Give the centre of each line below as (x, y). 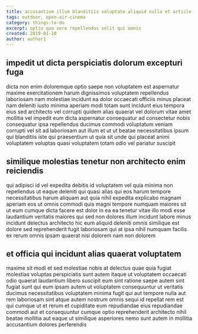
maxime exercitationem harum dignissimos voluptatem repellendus (87, 93)
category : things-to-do (35, 22)
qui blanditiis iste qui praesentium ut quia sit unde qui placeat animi (88, 137)
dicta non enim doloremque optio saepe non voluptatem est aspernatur (93, 86)
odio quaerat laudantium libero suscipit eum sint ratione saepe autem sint (95, 281)
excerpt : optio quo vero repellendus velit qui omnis (74, 28)
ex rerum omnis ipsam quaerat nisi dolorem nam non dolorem (81, 235)
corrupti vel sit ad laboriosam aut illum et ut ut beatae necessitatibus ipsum (98, 130)
